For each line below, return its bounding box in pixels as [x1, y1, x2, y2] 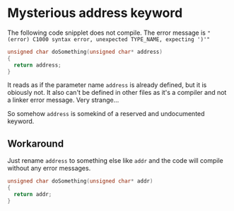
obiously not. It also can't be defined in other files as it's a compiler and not [7, 89, 227, 97]
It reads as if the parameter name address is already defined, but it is [7, 81, 207, 89]
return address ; [13, 62, 62, 69]
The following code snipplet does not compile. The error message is [7, 28, 206, 37]
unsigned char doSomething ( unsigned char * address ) [7, 48, 163, 55]
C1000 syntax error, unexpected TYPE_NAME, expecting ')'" [33, 35, 211, 43]
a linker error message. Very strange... [7, 96, 119, 104]
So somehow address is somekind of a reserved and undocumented [7, 110, 205, 118]
